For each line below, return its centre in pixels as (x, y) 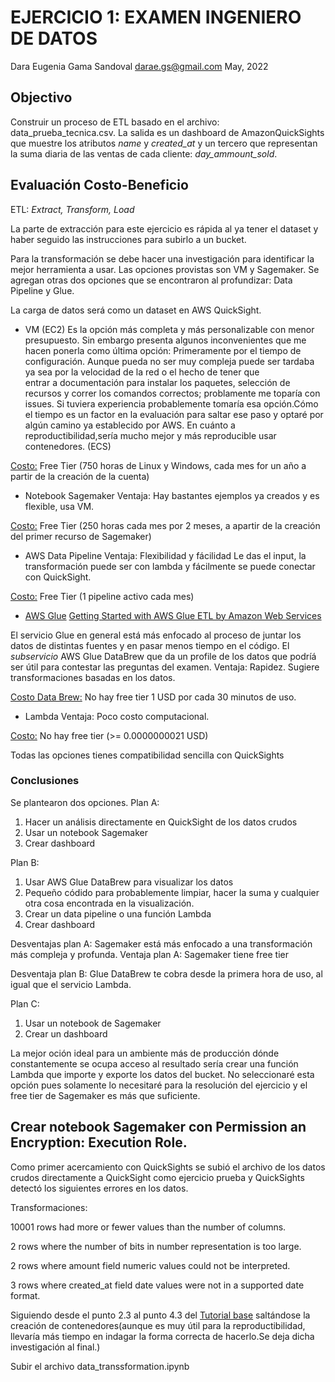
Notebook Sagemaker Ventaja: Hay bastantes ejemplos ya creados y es (172, 495)
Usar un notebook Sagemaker (86, 832)
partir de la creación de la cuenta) (80, 476)
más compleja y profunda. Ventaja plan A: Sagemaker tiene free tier (149, 954)
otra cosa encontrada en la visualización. (109, 903)
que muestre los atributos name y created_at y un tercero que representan (164, 143)
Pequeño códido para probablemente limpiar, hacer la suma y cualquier (172, 892)
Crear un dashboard (66, 1033)
